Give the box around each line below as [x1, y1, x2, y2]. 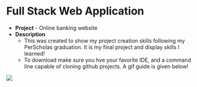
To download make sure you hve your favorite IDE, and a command [24, 56, 192, 63]
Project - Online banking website [15, 24, 98, 31]
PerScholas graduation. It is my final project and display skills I [24, 43, 180, 51]
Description [15, 30, 45, 37]
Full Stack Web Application [6, 4, 144, 18]
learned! [24, 50, 45, 57]
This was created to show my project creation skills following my [24, 37, 186, 44]
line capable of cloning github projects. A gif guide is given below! [24, 62, 189, 70]
